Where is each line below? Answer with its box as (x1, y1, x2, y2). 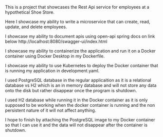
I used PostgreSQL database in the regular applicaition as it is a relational (5, 78, 152, 83)
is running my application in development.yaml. (5, 68, 100, 74)
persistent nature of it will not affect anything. (5, 107, 96, 113)
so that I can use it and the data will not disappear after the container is (5, 122, 147, 128)
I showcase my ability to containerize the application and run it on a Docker (5, 48, 156, 54)
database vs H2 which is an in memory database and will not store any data (5, 82, 157, 88)
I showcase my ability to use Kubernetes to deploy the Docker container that (5, 63, 158, 68)
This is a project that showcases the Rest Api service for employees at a (5, 4, 149, 10)
